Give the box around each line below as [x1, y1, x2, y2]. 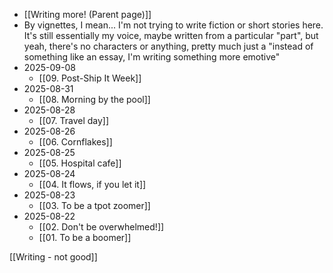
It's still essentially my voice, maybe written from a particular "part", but [23, 30, 319, 41]
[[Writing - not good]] [9, 251, 98, 263]
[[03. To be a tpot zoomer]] [38, 200, 151, 211]
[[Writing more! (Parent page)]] [23, 9, 152, 20]
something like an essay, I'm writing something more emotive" [23, 51, 281, 63]
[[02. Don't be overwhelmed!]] [38, 221, 165, 233]
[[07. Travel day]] [38, 115, 110, 126]
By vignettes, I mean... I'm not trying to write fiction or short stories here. [23, 19, 324, 31]
